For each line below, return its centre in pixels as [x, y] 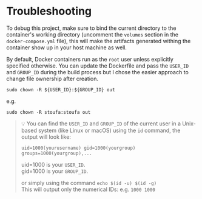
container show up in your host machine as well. [67, 47]
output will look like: [46, 137]
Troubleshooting [49, 11]
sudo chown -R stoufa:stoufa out [49, 112]
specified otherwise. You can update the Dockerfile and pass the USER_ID [98, 66]
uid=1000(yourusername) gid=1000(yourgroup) [78, 148]
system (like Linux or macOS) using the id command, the [109, 130]
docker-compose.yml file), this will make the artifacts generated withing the [99, 41]
